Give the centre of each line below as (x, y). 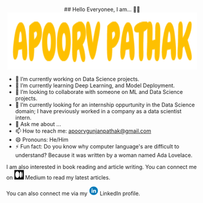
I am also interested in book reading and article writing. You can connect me (102, 167)
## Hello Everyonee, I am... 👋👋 (102, 9)
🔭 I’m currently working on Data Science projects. (77, 79)
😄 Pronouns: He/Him (42, 140)
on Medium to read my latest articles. (58, 178)
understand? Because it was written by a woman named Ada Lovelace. (104, 155)
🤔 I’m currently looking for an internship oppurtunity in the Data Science (105, 105)
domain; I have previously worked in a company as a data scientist (98, 111)
